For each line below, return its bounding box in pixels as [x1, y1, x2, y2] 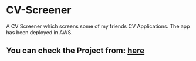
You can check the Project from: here [6, 46, 145, 56]
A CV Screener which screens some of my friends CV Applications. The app [6, 23, 190, 30]
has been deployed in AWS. [6, 28, 73, 35]
